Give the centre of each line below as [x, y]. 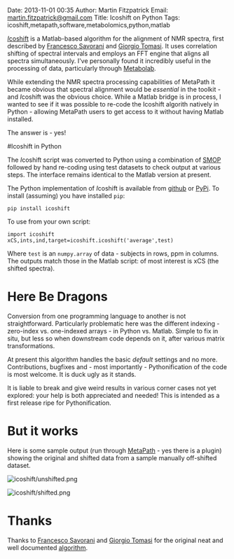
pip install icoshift [39, 209]
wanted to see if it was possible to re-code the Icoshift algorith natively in [113, 104]
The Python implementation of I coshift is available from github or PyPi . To [113, 188]
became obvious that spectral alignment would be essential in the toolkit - [114, 89]
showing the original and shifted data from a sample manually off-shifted [112, 457]
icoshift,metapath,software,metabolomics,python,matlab [89, 25]
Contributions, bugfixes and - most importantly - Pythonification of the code [117, 366]
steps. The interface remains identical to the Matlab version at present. [109, 175]
